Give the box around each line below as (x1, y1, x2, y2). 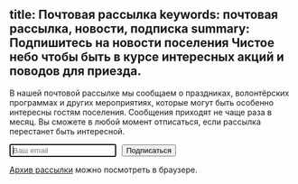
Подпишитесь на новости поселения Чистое (9, 35, 275, 51)
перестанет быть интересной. (9, 125, 126, 136)
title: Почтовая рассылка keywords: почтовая (9, 7, 278, 23)
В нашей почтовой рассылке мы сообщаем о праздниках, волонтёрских (9, 87, 290, 98)
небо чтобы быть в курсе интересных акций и (9, 50, 284, 65)
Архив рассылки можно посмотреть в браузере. (9, 164, 198, 175)
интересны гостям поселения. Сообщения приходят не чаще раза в (9, 106, 273, 117)
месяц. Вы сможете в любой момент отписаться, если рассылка (9, 116, 262, 127)
